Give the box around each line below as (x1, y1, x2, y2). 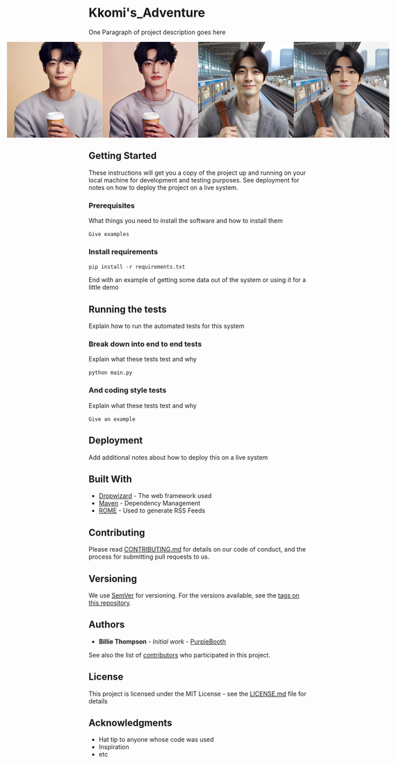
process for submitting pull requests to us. (88, 552, 210, 561)
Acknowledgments (88, 717, 173, 729)
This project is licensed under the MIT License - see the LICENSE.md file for (88, 689, 307, 698)
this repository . (88, 599, 132, 607)
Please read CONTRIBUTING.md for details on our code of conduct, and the (88, 545, 306, 554)
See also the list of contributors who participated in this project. (88, 650, 271, 659)
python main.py (88, 369, 133, 377)
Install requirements (88, 247, 159, 256)
